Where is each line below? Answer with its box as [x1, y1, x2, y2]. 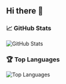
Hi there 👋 [6, 6, 43, 16]
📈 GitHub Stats [6, 24, 52, 33]
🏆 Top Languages [6, 55, 61, 63]
